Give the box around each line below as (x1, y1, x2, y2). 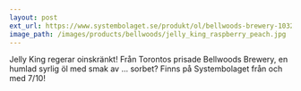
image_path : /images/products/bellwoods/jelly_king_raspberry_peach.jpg (9, 29, 287, 38)
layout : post (9, 12, 58, 22)
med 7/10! (9, 73, 47, 84)
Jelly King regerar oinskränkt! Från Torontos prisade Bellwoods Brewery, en (9, 54, 288, 65)
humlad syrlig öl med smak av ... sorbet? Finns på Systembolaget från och (9, 63, 283, 74)
